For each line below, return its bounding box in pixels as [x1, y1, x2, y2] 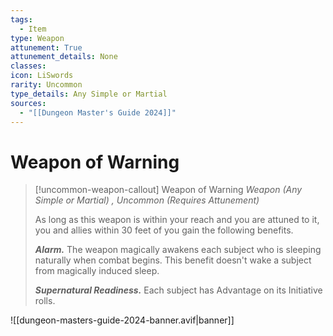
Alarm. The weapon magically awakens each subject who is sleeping [34, 244, 322, 256]
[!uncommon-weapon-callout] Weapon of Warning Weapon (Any [34, 184, 303, 196]
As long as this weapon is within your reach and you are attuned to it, [34, 214, 320, 226]
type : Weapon [10, 33, 65, 43]
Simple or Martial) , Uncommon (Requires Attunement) [34, 194, 260, 206]
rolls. [34, 295, 56, 307]
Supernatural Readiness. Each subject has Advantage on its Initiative [34, 284, 323, 296]
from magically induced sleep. [34, 265, 160, 277]
